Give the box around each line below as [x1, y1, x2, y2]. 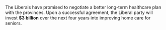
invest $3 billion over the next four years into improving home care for [5, 15, 151, 20]
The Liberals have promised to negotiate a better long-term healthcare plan [5, 4, 161, 10]
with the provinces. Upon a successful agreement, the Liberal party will [5, 9, 153, 15]
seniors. [5, 20, 22, 26]
